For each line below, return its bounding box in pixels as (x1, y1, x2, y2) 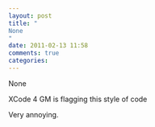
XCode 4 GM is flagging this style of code (8, 94, 148, 104)
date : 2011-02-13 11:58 (8, 42, 89, 50)
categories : (8, 57, 48, 65)
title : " (8, 19, 38, 27)
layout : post (8, 11, 52, 20)
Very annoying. (8, 109, 59, 119)
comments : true (8, 49, 60, 57)
